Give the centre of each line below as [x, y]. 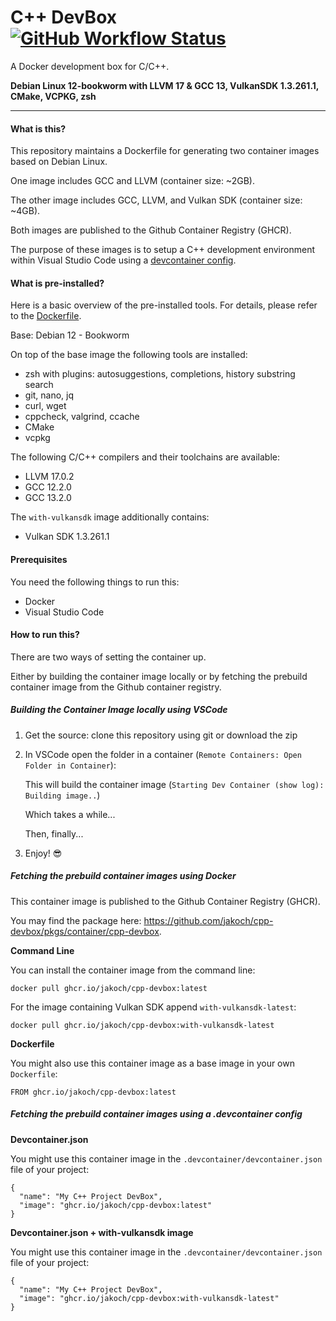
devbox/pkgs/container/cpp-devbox [85, 931]
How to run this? [45, 635]
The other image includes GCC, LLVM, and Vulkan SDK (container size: [156, 200]
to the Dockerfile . [46, 316]
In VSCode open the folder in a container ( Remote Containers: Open [163, 754]
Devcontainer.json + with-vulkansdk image [102, 1232]
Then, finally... [54, 833]
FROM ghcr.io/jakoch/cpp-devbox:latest [93, 1092]
